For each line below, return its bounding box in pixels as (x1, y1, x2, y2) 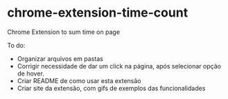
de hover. (17, 69, 45, 78)
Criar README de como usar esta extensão (17, 76, 141, 84)
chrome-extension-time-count (7, 5, 188, 21)
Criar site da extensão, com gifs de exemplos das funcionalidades (17, 84, 206, 92)
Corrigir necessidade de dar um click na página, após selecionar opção (17, 62, 222, 70)
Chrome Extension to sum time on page (7, 28, 120, 36)
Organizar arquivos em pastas (17, 54, 104, 63)
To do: (7, 41, 26, 49)
